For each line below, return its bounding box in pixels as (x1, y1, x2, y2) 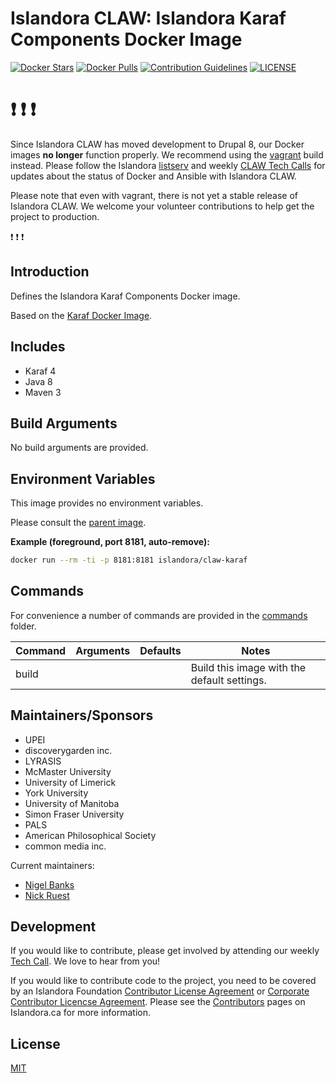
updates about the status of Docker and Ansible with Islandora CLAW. (10, 170, 297, 182)
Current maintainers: (10, 859, 95, 871)
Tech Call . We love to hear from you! (10, 955, 161, 967)
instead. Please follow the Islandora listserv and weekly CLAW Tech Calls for (10, 159, 326, 171)
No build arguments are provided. (10, 442, 149, 454)
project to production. (10, 210, 100, 222)
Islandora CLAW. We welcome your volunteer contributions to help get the (10, 200, 315, 212)
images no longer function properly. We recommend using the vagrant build (10, 148, 324, 161)
